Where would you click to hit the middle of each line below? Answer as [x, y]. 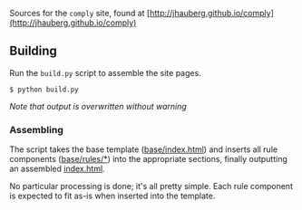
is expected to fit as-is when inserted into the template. [112, 196]
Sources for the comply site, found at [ [80, 13]
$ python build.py [44, 90]
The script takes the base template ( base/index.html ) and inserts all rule [144, 149]
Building [33, 51]
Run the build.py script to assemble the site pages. [105, 72]
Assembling [36, 129]
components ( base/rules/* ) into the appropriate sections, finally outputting [149, 159]
